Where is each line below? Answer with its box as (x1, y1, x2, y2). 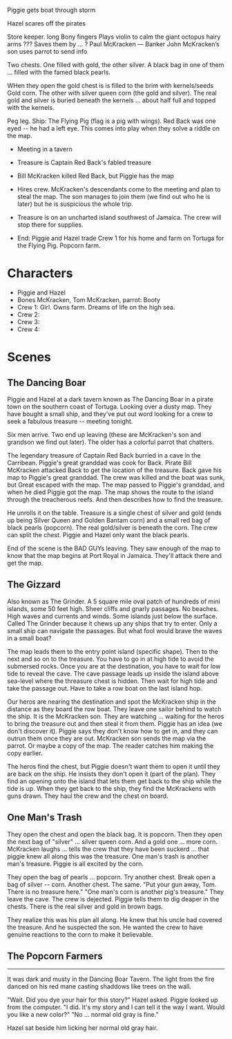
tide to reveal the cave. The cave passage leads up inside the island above (7, 669, 220, 677)
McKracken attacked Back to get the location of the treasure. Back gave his (7, 466, 222, 474)
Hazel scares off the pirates (7, 19, 86, 27)
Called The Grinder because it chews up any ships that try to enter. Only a (7, 619, 217, 628)
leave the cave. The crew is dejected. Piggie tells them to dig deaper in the (7, 895, 220, 903)
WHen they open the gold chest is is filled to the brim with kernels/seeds (7, 82, 214, 89)
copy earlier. (7, 749, 43, 757)
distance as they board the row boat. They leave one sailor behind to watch (7, 704, 222, 713)
